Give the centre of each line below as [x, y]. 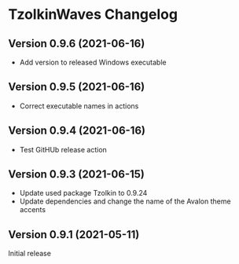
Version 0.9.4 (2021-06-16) [77, 131]
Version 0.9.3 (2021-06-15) [77, 174]
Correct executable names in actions [79, 106]
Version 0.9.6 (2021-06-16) [77, 44]
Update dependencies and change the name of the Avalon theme [125, 201]
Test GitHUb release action [63, 149]
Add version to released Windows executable [93, 62]
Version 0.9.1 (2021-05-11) [74, 235]
